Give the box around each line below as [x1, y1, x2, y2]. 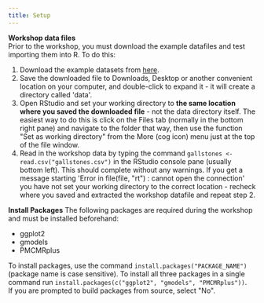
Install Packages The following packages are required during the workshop [8, 205, 253, 214]
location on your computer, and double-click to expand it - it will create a [19, 82, 255, 91]
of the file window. [19, 140, 80, 149]
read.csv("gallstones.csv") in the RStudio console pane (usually [19, 156, 232, 166]
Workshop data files [8, 33, 76, 42]
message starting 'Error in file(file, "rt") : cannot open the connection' [19, 173, 245, 183]
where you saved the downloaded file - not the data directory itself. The [19, 107, 256, 116]
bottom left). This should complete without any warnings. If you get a [19, 165, 244, 174]
